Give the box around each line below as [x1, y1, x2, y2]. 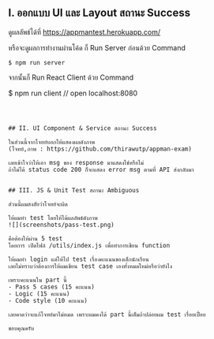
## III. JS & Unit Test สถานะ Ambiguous [8, 186, 140, 194]
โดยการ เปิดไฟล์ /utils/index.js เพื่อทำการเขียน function [8, 241, 171, 249]
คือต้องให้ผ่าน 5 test [8, 234, 63, 243]
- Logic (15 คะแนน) [8, 289, 70, 298]
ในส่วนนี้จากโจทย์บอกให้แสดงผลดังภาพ [8, 138, 96, 146]
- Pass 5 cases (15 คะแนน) [8, 283, 95, 291]
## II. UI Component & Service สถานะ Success [8, 124, 157, 132]
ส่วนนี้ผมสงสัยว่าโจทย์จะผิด [8, 200, 69, 208]
